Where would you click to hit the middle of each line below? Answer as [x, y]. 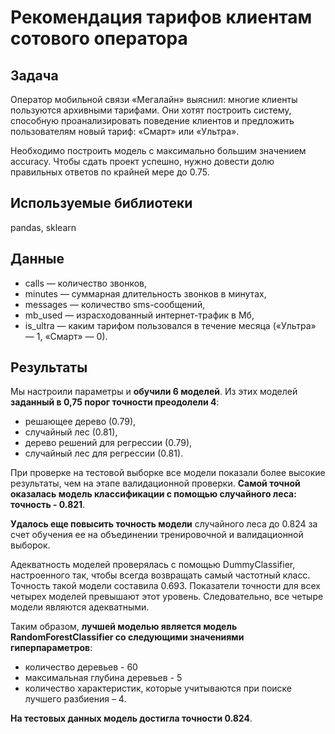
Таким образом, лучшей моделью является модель [124, 627]
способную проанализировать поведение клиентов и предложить [152, 120]
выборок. [30, 545]
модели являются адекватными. [80, 607]
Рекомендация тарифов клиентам [161, 17]
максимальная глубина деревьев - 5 [103, 678]
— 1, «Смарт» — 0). [66, 336]
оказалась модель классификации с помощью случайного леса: [153, 494]
